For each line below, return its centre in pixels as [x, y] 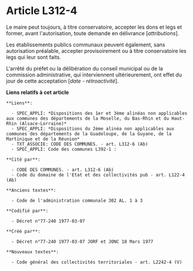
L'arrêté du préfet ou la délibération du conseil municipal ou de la [84, 68]
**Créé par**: [23, 231]
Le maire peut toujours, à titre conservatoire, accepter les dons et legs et [94, 27]
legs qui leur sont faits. [34, 57]
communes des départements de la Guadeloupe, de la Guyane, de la [89, 134]
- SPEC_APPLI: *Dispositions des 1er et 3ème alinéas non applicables [99, 113]
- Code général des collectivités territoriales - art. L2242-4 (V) [97, 262]
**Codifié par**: [27, 211]
